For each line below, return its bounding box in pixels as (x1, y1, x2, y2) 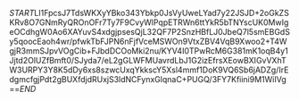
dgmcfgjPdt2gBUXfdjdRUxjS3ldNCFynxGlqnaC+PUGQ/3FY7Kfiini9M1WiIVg (9, 74, 287, 84)
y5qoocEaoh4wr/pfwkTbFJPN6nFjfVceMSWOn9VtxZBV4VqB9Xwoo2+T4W (9, 36, 287, 46)
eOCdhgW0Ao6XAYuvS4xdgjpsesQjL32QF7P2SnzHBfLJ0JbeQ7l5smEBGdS (9, 27, 290, 37)
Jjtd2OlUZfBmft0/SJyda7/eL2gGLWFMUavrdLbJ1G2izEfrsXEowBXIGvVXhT (9, 55, 287, 65)
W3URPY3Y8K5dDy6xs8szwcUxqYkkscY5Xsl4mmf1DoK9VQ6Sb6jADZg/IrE (9, 64, 289, 75)
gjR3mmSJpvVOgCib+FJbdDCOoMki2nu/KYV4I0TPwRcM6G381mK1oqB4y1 (9, 46, 288, 56)
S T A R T (9, 8, 35, 18)
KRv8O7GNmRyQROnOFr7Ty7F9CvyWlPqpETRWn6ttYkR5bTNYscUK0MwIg (9, 17, 289, 28)
